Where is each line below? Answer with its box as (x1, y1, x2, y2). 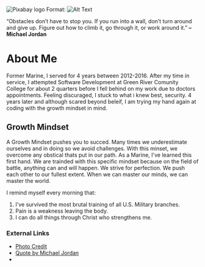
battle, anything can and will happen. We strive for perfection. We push (6, 164, 185, 171)
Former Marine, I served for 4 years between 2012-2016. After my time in (6, 72, 190, 79)
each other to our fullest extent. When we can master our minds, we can (6, 171, 188, 178)
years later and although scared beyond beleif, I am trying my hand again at (6, 98, 196, 105)
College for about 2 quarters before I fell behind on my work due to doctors (6, 85, 196, 92)
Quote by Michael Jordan (15, 249, 79, 257)
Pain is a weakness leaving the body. (15, 207, 109, 215)
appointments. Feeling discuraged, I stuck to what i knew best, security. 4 (6, 91, 192, 99)
